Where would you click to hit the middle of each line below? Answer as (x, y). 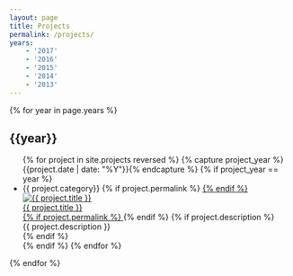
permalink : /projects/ (52, 34)
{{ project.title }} (52, 208)
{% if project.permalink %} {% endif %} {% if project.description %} (148, 218)
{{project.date (48, 169)
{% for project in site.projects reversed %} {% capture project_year (146, 160)
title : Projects (40, 26)
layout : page (34, 18)
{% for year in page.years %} (64, 110)
